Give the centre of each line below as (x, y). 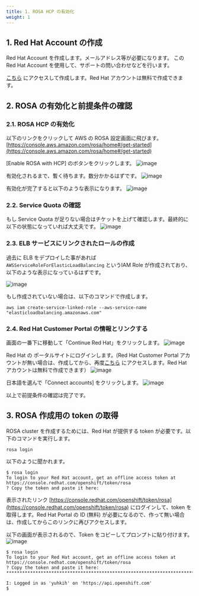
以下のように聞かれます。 (37, 461)
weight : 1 (18, 17)
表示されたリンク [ (29, 500)
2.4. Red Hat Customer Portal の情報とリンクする (77, 328)
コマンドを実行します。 (45, 438)
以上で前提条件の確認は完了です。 (47, 395)
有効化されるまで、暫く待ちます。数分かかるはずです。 (73, 176)
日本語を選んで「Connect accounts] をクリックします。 (74, 382)
